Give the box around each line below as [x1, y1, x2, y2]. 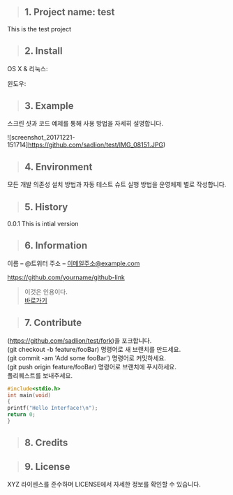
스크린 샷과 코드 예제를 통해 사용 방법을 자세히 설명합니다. [7, 119, 164, 128]
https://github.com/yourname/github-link [7, 273, 126, 281]
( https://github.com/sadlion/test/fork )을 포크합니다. [7, 336, 152, 345]
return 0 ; [7, 411, 36, 418]
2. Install [24, 45, 63, 57]
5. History [24, 201, 68, 213]
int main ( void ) [7, 392, 52, 399]
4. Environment [24, 161, 93, 172]
